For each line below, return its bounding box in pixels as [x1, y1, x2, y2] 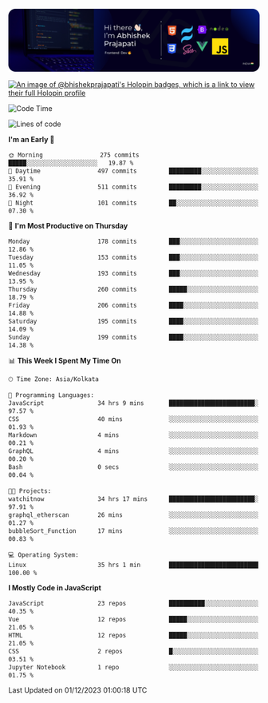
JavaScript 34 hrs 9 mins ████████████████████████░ [8, 399, 259, 407]
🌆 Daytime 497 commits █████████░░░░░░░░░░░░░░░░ [8, 167, 259, 175]
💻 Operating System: [8, 551, 80, 559]
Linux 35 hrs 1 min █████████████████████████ [8, 561, 259, 569]
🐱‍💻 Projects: [8, 487, 52, 495]
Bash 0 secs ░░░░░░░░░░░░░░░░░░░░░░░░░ [8, 463, 259, 471]
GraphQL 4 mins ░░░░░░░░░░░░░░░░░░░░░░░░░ [8, 447, 259, 455]
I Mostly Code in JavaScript [8, 583, 102, 592]
